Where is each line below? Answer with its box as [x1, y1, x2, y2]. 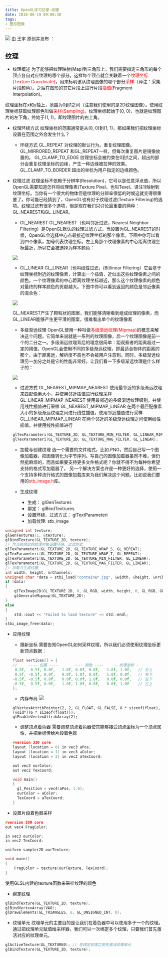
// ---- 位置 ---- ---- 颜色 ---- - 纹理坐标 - [12, 663, 139, 668]
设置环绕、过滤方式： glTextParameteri [27, 512, 108, 518]
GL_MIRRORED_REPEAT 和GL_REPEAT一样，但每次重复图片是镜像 [19, 148, 156, 154]
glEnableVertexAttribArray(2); [12, 714, 78, 720]
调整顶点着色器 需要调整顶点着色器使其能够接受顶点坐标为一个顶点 [19, 724, 157, 730]
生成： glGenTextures [27, 499, 72, 505]
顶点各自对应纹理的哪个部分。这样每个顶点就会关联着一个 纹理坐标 [12, 72, 148, 78]
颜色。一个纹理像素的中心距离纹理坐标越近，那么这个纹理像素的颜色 [19, 277, 160, 283]
